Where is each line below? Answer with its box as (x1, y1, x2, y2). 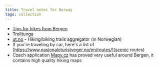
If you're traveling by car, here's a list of (12, 41, 94, 47)
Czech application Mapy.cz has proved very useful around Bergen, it (12, 52, 154, 58)
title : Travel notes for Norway (5, 7, 72, 12)
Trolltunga (12, 31, 34, 37)
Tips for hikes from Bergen (12, 25, 68, 31)
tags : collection (5, 12, 41, 17)
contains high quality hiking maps (12, 57, 82, 63)
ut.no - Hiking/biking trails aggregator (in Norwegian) (12, 36, 122, 42)
